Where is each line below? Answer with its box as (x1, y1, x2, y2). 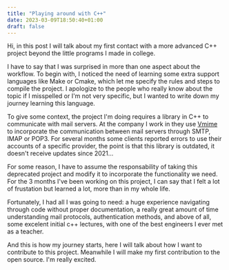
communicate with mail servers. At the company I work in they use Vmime (7, 120, 218, 128)
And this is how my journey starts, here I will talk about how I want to (7, 241, 202, 249)
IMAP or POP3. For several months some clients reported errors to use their (7, 135, 222, 143)
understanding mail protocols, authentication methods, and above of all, (7, 213, 212, 221)
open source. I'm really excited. (7, 255, 97, 264)
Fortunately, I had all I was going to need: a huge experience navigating (7, 198, 210, 206)
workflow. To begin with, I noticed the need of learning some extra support (7, 70, 219, 78)
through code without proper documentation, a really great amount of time (7, 205, 219, 214)
